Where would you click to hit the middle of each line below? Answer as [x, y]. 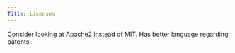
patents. [19, 41]
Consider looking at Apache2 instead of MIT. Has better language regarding [118, 34]
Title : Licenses [31, 14]
